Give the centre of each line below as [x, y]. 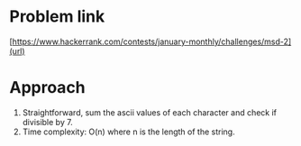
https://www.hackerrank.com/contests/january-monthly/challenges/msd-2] [152, 41]
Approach [47, 88]
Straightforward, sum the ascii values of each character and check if [150, 112]
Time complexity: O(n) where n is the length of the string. [129, 132]
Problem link [57, 17]
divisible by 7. [48, 122]
